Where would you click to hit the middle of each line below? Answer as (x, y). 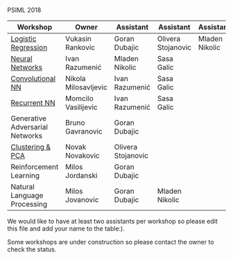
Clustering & (31, 147)
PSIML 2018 (24, 10)
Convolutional (33, 79)
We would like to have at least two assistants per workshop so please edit (113, 221)
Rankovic (80, 47)
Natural (23, 187)
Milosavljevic (86, 87)
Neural (21, 59)
